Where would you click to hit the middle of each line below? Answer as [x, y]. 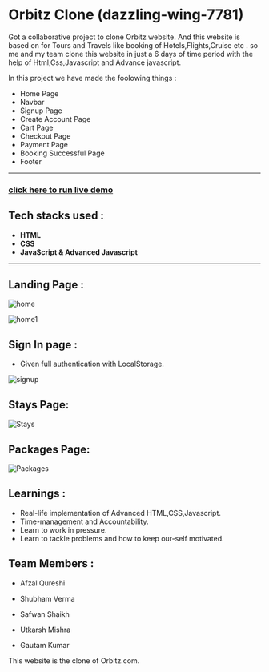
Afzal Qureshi [42, 583]
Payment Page [44, 144]
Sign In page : [43, 345]
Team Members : [51, 563]
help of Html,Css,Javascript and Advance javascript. [95, 62]
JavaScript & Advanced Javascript [79, 252]
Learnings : [37, 494]
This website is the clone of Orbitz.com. [74, 660]
